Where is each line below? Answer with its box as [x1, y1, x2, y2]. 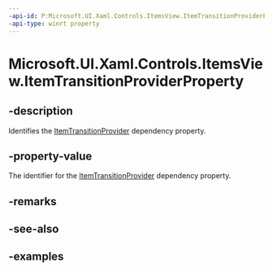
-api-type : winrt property [8, 20, 100, 28]
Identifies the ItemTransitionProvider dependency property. [8, 125, 206, 135]
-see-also [8, 222, 59, 236]
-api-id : [8, 11, 38, 20]
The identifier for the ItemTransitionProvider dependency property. [8, 171, 232, 181]
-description [8, 104, 73, 118]
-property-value [8, 149, 93, 163]
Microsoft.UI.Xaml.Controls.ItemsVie [8, 55, 263, 73]
